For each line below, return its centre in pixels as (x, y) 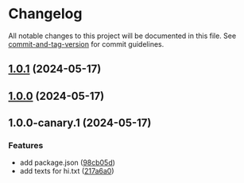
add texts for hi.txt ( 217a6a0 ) (67, 171)
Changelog (45, 14)
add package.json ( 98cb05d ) (67, 162)
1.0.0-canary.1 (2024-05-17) (80, 123)
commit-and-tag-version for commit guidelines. (86, 44)
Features (26, 146)
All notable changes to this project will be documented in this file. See (122, 36)
